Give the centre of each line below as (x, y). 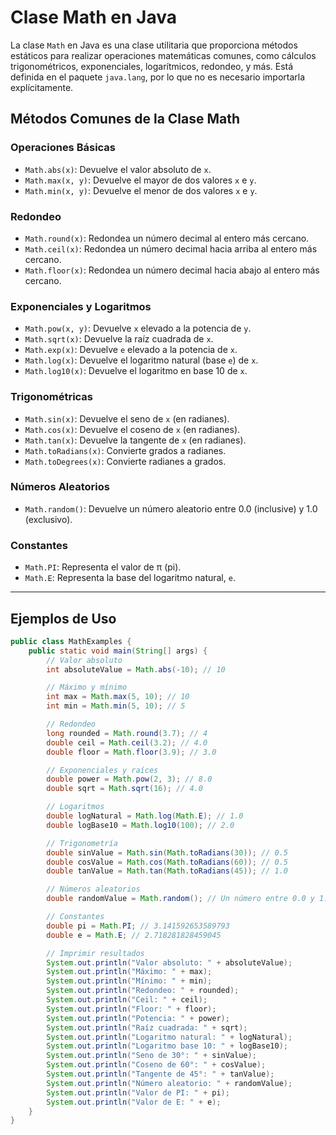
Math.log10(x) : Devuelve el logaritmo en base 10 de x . (136, 371)
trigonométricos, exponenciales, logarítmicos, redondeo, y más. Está (152, 66)
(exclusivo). (48, 519)
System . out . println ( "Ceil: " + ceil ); (127, 1000)
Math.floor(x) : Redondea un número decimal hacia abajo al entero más (172, 270)
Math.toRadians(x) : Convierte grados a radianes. (125, 450)
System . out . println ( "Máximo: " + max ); (129, 972)
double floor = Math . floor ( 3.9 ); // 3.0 (131, 752)
